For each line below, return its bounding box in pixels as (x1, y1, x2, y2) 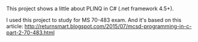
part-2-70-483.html (6, 29, 55, 36)
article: (6, 23, 23, 30)
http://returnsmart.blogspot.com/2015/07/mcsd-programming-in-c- (24, 23, 192, 30)
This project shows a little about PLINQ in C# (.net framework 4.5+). (6, 5, 174, 12)
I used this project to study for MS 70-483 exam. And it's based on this (6, 17, 182, 23)
